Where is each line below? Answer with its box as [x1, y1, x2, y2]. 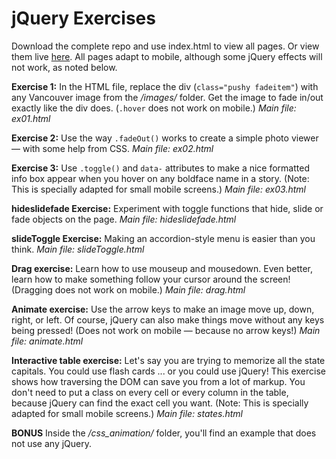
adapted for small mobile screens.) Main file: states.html [11, 407, 243, 419]
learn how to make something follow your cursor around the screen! [11, 273, 291, 285]
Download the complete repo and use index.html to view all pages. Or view [11, 40, 320, 52]
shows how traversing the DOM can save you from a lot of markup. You [11, 375, 306, 387]
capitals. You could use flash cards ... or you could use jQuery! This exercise [11, 365, 326, 377]
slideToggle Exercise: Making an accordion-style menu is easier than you [11, 232, 316, 244]
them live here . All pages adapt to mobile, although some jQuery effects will [11, 50, 323, 62]
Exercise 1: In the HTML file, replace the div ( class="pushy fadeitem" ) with [11, 80, 319, 92]
